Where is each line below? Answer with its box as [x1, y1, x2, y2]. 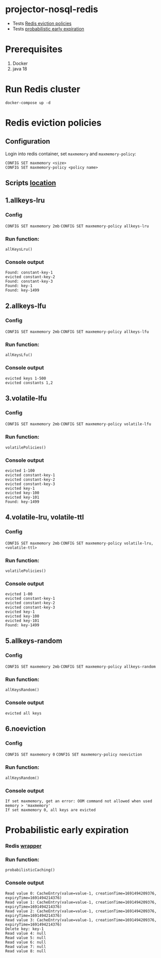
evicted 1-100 [5, 468, 35, 473]
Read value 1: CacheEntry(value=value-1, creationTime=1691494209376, [5, 900, 157, 905]
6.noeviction [5, 725, 46, 733]
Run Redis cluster [5, 84, 81, 95]
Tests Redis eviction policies [12, 20, 72, 26]
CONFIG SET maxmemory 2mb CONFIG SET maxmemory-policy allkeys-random [5, 664, 156, 669]
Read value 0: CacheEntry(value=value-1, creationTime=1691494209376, [5, 891, 157, 896]
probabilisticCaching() [5, 868, 56, 873]
